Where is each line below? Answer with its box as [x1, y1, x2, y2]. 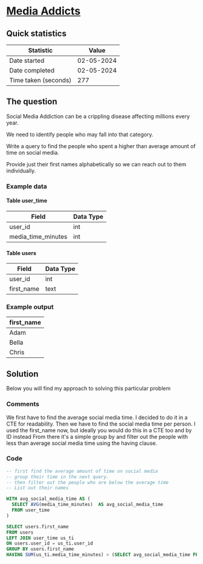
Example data [6, 182, 47, 190]
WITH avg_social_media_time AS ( [6, 496, 91, 502]
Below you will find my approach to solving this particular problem [6, 385, 171, 392]
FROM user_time [11, 507, 50, 513]
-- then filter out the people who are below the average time [6, 479, 169, 485]
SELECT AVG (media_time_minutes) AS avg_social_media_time [11, 502, 164, 508]
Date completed [9, 66, 55, 74]
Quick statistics [6, 28, 66, 39]
